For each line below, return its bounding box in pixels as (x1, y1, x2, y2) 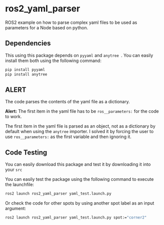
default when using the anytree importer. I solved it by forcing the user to (5, 129, 154, 135)
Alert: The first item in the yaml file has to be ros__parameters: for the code (5, 108, 159, 114)
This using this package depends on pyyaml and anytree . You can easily (5, 52, 153, 58)
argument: (5, 206, 26, 211)
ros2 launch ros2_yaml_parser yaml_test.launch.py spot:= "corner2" (5, 215, 147, 220)
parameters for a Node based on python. (5, 24, 88, 30)
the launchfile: (5, 182, 35, 188)
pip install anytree (5, 72, 48, 77)
